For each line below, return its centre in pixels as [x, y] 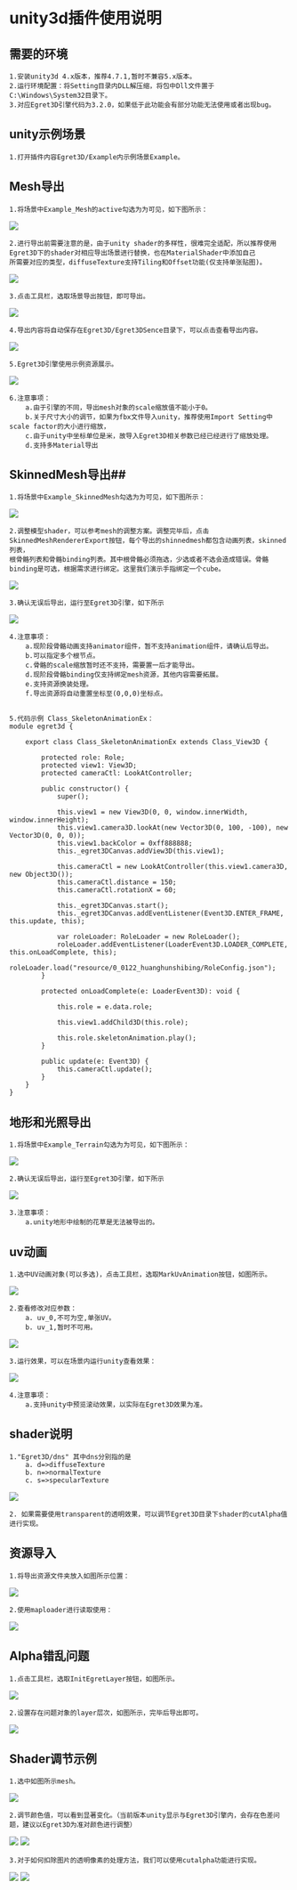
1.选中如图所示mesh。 [44, 1781]
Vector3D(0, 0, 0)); [48, 836]
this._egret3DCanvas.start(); [112, 906]
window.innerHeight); [49, 820]
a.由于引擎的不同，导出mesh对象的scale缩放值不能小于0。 [119, 407]
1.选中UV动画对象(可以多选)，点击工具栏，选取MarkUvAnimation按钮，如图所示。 [140, 1275]
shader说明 [41, 1434]
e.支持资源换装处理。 [59, 685]
